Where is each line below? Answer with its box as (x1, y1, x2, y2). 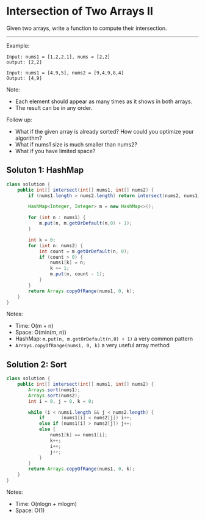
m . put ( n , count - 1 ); (49, 271, 105, 277)
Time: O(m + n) (15, 322, 54, 330)
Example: (6, 42, 30, 49)
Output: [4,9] (6, 75, 43, 81)
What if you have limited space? (15, 147, 96, 154)
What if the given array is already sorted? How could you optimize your (15, 128, 194, 135)
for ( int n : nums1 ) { (28, 215, 86, 221)
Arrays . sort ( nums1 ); (28, 386, 81, 393)
